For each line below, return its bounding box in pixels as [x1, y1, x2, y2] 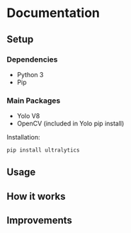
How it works [6, 190, 66, 203]
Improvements [6, 215, 72, 227]
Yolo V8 [16, 112, 40, 120]
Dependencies [6, 55, 58, 64]
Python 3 [16, 70, 44, 79]
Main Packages [6, 96, 61, 106]
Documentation [6, 5, 101, 21]
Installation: [6, 133, 40, 142]
